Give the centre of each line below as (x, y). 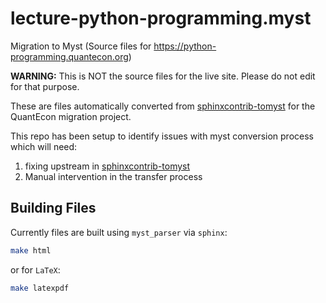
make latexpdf (40, 288)
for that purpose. (45, 86)
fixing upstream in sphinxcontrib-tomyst (107, 166)
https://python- (185, 46)
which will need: (44, 146)
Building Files (53, 208)
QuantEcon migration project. (71, 116)
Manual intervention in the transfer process (113, 176)
